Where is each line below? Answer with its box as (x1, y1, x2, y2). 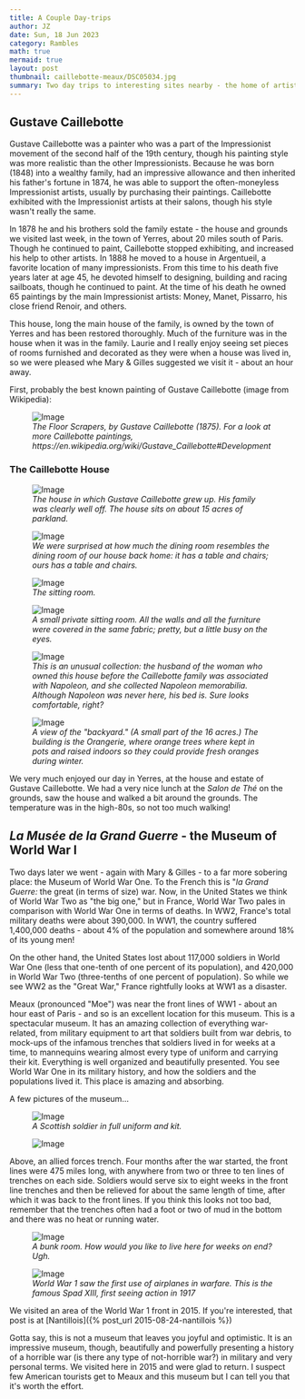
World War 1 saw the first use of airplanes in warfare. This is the (32, 1277, 273, 1288)
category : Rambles (9, 38, 79, 48)
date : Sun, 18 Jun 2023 (9, 30, 100, 39)
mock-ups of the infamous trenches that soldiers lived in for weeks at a (9, 1037, 276, 1047)
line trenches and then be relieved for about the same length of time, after (9, 1185, 286, 1196)
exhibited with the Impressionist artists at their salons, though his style (9, 196, 272, 207)
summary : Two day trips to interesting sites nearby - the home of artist (9, 81, 299, 90)
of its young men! (9, 934, 75, 945)
